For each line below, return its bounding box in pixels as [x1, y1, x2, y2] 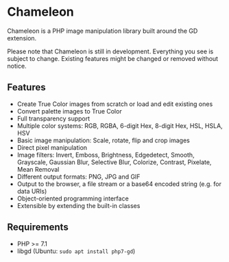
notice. [7, 62, 27, 70]
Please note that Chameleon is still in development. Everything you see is [7, 47, 214, 55]
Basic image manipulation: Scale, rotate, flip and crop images [16, 136, 190, 144]
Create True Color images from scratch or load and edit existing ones [16, 100, 213, 108]
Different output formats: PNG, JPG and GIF [16, 172, 141, 181]
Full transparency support [16, 114, 91, 122]
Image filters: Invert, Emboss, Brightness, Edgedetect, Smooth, [16, 150, 195, 159]
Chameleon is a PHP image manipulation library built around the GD [7, 27, 198, 35]
